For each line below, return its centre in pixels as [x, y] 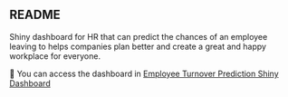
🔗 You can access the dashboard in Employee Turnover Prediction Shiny [144, 73]
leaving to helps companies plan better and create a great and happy [138, 46]
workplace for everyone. [55, 56]
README [35, 15]
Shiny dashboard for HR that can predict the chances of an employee [139, 36]
